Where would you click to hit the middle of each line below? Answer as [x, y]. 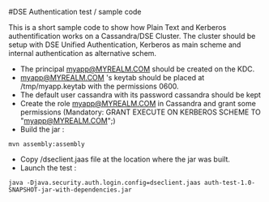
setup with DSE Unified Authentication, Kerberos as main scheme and [125, 45]
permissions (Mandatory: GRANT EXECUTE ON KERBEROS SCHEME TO [140, 112]
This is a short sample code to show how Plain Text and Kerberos [117, 27]
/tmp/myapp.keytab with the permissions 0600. [100, 86]
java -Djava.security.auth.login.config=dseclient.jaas [105, 183]
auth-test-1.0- [229, 183]
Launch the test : [48, 168]
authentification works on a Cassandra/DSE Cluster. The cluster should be [132, 36]
